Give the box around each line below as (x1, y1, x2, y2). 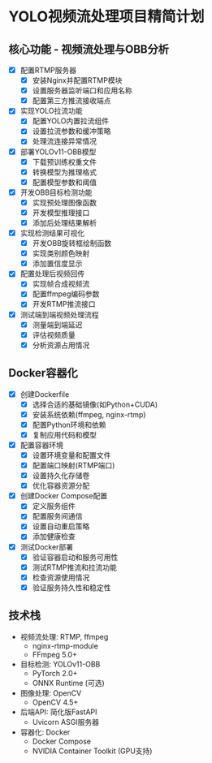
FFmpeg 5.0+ (32, 649, 77, 659)
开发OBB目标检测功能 (19, 188, 93, 197)
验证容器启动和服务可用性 (32, 552, 119, 562)
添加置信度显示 (32, 259, 83, 269)
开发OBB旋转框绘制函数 (32, 239, 112, 248)
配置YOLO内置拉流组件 (32, 116, 110, 126)
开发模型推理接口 (32, 208, 90, 218)
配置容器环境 (19, 440, 63, 450)
